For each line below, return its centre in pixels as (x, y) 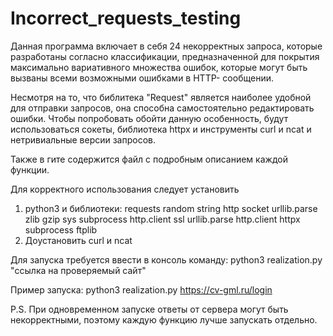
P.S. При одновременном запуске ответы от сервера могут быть (149, 309)
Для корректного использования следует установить (125, 189)
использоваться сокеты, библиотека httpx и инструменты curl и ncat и (161, 129)
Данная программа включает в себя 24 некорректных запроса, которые (166, 46)
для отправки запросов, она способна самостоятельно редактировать (162, 108)
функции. (30, 169)
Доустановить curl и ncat (78, 240)
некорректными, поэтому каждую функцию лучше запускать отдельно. (164, 319)
